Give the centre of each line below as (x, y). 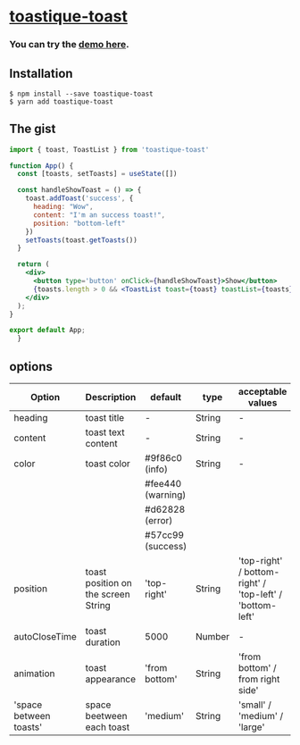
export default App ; (48, 331)
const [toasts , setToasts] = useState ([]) (97, 174)
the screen (108, 594)
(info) (156, 469)
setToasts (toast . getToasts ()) (82, 240)
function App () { (42, 166)
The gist (33, 129)
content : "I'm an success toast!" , (99, 215)
